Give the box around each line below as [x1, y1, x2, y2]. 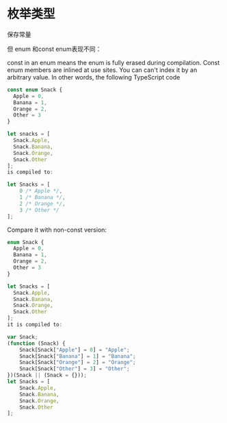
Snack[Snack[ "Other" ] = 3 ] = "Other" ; [19, 365, 130, 372]
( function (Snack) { [7, 340, 66, 347]
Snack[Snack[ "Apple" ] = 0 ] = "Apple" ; [19, 346, 130, 353]
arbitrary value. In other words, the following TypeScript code [7, 73, 181, 81]
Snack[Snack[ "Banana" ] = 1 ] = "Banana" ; [19, 352, 136, 360]
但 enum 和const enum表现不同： [7, 45, 102, 53]
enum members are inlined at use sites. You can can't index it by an [7, 66, 198, 74]
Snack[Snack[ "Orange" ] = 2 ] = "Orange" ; [19, 359, 136, 366]
